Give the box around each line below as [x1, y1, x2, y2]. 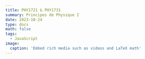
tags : [5, 31, 17, 36]
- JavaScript [10, 36, 38, 42]
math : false [5, 27, 31, 32]
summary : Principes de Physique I [5, 12, 80, 17]
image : [5, 41, 20, 46]
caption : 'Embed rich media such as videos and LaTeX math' [10, 46, 141, 51]
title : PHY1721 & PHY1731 [5, 7, 61, 13]
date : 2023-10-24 [5, 17, 43, 22]
